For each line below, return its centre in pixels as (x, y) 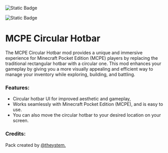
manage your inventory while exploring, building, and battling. (70, 74)
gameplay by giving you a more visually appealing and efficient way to (79, 69)
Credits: (16, 134)
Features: (17, 88)
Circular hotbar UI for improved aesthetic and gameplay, (72, 99)
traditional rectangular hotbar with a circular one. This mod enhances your (83, 63)
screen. (21, 121)
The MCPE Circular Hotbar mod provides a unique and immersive (74, 52)
